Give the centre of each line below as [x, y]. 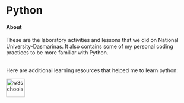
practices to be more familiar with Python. [57, 53]
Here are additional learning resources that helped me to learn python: [92, 70]
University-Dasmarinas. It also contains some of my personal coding [90, 46]
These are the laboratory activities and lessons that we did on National [92, 40]
